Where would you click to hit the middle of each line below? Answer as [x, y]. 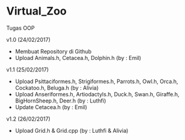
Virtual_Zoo [36, 11]
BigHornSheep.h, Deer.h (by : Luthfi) [60, 101]
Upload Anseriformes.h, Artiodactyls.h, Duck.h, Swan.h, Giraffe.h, [97, 94]
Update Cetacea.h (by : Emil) [51, 107]
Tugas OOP [21, 28]
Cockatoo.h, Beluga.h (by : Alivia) [57, 88]
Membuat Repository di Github [53, 51]
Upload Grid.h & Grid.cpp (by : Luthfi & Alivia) [72, 130]
